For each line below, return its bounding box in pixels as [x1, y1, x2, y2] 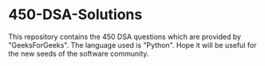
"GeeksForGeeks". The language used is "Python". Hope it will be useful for [8, 40, 257, 49]
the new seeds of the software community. [8, 49, 149, 58]
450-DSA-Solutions [8, 6, 143, 24]
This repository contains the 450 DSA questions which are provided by [8, 32, 242, 41]
